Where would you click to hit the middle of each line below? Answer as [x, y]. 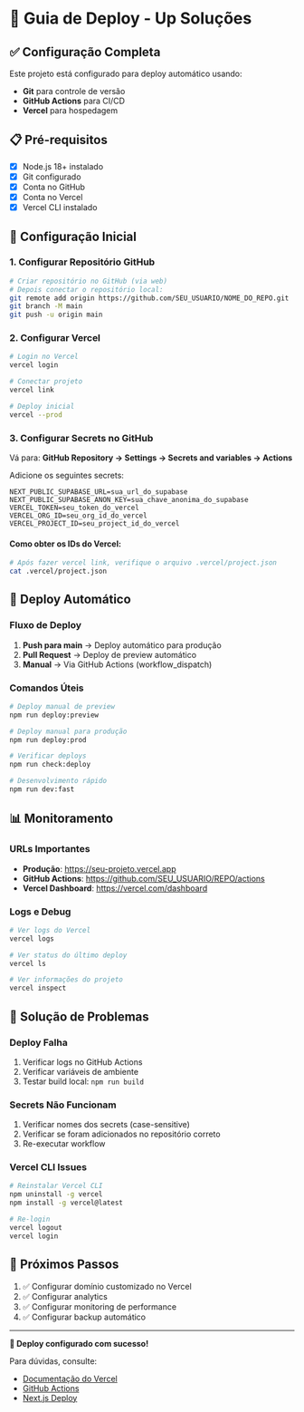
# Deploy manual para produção [68, 731]
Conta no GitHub [54, 187]
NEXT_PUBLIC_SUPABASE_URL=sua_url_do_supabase [99, 492]
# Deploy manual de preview [62, 706]
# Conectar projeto [46, 382]
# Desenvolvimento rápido [58, 781]
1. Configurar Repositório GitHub [82, 262]
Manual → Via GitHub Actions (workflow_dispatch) [117, 664]
